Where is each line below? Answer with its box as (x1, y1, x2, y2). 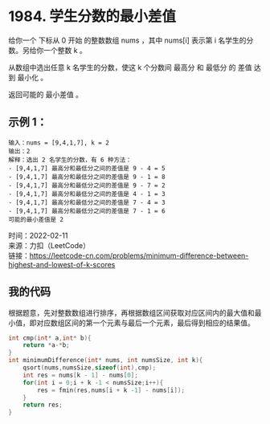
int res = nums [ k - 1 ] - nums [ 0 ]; (22, 371, 138, 379)
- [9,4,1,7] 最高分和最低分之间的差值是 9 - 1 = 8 (8, 173, 166, 181)
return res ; (22, 401, 63, 410)
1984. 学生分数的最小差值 (8, 7, 177, 26)
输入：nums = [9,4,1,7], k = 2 (8, 138, 110, 147)
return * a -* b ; (22, 341, 70, 349)
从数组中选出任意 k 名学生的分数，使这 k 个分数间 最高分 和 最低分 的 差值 (8, 62, 252, 72)
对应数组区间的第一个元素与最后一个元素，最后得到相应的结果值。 (35, 318, 255, 328)
